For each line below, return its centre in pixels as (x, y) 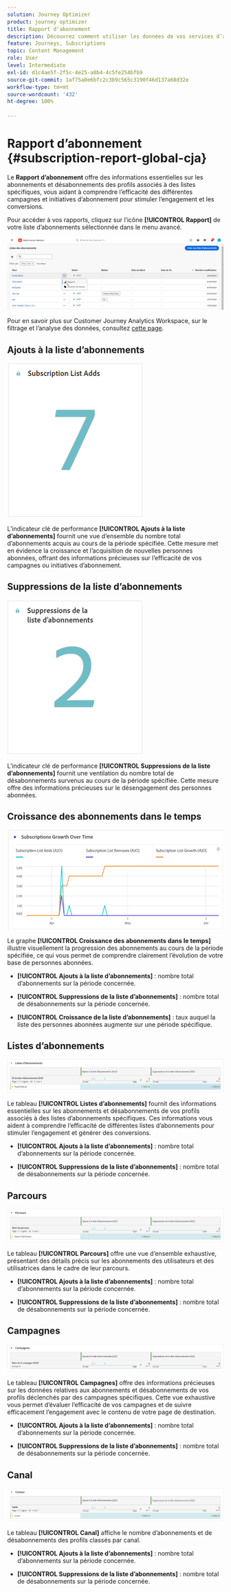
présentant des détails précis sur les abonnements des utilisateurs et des (111, 1261)
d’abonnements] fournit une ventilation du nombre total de (91, 773)
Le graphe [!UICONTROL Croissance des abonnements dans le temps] (109, 940)
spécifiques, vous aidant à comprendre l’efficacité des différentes (100, 192)
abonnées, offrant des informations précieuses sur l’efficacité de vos (104, 558)
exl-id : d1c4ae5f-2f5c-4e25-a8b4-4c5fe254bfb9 (75, 72)
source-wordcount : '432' (43, 94)
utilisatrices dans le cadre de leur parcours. (69, 1268)
